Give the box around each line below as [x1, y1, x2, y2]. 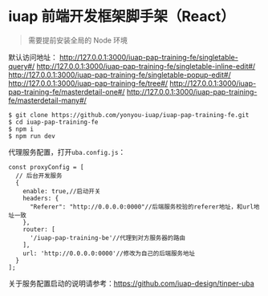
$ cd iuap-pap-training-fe [8, 118, 99, 126]
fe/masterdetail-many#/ [8, 95, 87, 105]
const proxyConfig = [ [8, 163, 84, 171]
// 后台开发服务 [15, 172, 63, 180]
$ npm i [8, 125, 35, 133]
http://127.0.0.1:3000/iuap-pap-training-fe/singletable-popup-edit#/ [8, 70, 231, 79]
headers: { [22, 194, 59, 202]
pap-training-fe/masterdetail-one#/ [8, 87, 125, 96]
